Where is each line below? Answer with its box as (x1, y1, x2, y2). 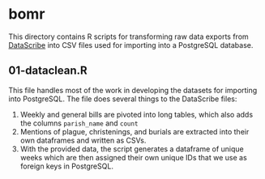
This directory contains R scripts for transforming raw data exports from (8, 32, 249, 41)
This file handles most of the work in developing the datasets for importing (8, 85, 258, 95)
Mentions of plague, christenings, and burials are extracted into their (19, 126, 250, 136)
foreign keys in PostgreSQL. (19, 161, 113, 171)
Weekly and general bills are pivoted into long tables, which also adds (19, 109, 254, 119)
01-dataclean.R (8, 64, 88, 78)
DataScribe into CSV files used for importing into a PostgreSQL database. (8, 40, 254, 49)
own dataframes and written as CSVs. (19, 135, 147, 145)
